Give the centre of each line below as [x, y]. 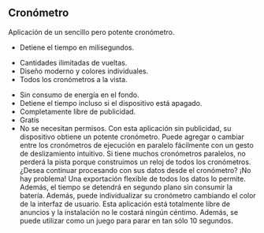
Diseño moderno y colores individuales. [84, 71]
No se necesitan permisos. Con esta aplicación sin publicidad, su [125, 128]
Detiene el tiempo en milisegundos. [77, 47]
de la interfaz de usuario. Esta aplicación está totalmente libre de [125, 204]
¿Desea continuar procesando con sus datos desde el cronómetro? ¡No [135, 170]
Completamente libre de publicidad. [78, 111]
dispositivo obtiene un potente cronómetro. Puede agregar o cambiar [132, 137]
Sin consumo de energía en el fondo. [79, 95]
